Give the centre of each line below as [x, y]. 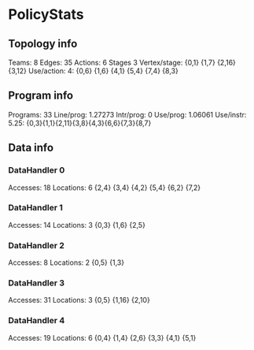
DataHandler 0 [37, 170]
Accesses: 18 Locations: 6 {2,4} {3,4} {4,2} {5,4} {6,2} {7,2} [105, 188]
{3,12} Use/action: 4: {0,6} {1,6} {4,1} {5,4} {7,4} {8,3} [93, 71]
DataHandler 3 [37, 283]
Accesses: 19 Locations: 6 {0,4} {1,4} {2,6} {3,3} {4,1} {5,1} [102, 337]
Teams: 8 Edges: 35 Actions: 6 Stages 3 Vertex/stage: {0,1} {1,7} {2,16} [122, 62]
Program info [40, 96]
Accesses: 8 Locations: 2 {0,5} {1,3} [66, 262]
